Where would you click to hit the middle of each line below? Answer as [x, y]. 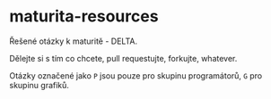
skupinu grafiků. [39, 85]
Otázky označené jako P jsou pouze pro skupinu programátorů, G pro [136, 75]
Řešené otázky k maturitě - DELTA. [73, 41]
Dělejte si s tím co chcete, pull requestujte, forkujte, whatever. [123, 58]
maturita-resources [84, 16]
